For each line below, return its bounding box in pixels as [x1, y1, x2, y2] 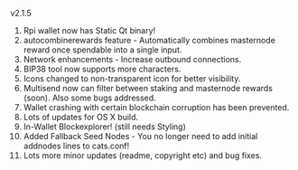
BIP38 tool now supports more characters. [23, 63, 182, 74]
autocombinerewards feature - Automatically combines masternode [23, 35, 276, 45]
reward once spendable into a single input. [23, 44, 182, 55]
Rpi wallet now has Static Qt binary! [23, 25, 156, 35]
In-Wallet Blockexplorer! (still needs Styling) [23, 121, 186, 132]
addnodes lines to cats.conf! [23, 140, 130, 151]
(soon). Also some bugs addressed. [23, 92, 156, 103]
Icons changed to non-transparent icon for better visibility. [23, 73, 241, 84]
